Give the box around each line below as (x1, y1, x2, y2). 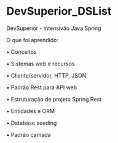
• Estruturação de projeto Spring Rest (6, 95, 102, 103)
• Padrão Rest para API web (6, 84, 77, 91)
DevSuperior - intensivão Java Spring (6, 24, 101, 32)
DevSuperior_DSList (6, 4, 112, 18)
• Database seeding (6, 119, 57, 127)
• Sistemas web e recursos (6, 60, 75, 67)
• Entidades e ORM (6, 107, 55, 114)
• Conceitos (6, 48, 37, 56)
